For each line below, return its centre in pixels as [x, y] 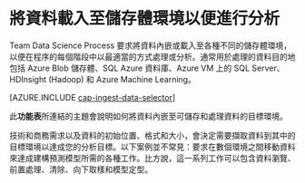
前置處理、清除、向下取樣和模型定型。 [81, 169]
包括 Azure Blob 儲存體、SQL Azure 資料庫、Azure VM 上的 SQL [130, 68]
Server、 [268, 68]
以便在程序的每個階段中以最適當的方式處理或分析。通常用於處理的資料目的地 [152, 56]
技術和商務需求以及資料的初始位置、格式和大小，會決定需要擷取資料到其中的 [152, 135]
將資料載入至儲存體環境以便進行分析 [145, 19]
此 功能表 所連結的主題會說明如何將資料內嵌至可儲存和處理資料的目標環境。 [148, 116]
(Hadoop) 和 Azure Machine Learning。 [123, 79]
